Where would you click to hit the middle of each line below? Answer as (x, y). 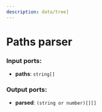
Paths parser (39, 41)
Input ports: (24, 61)
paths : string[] (35, 74)
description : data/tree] (38, 12)
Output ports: (27, 90)
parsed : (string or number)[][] (56, 103)
